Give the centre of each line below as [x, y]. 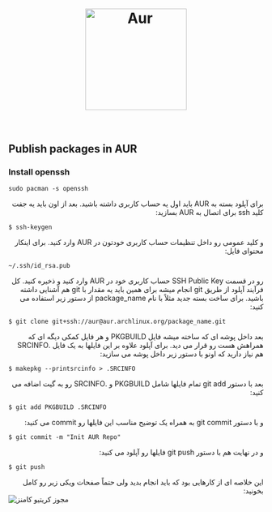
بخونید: [253, 490]
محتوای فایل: [244, 251]
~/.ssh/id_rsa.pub [39, 265]
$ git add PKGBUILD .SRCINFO [57, 407]
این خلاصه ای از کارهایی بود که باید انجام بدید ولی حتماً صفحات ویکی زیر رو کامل [143, 482]
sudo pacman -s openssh [49, 188]
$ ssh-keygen [30, 227]
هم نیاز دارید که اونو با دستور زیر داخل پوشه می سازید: [182, 354]
